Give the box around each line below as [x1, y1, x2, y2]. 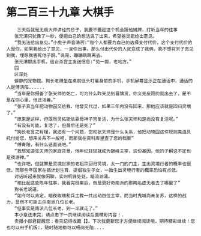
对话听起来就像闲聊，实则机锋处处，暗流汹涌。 [14, 174, 113, 180]
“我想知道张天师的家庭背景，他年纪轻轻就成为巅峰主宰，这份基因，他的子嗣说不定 [14, 148, 187, 154]
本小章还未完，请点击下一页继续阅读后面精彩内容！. [14, 211, 125, 218]
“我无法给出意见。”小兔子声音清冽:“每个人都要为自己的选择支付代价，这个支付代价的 [14, 40, 193, 46]
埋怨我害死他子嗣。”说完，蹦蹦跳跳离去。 [19, 52, 105, 58]
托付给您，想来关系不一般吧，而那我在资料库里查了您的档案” [6, 135, 134, 141]
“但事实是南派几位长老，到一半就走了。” [14, 205, 98, 211]
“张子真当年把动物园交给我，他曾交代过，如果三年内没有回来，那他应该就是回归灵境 [14, 103, 191, 109]
